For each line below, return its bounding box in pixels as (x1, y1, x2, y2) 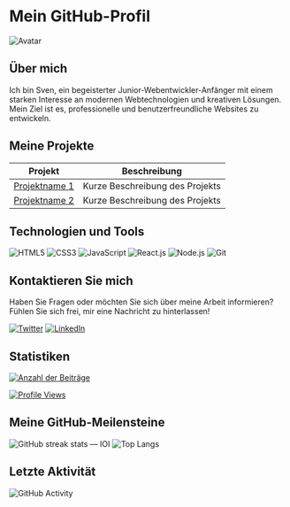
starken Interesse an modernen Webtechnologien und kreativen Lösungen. (9, 94, 282, 104)
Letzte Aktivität (9, 465, 96, 480)
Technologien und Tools (9, 224, 145, 239)
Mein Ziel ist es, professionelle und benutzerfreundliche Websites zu (9, 104, 259, 114)
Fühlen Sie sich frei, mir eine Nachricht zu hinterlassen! (9, 306, 210, 317)
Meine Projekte (9, 139, 95, 154)
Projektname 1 (13, 180, 75, 192)
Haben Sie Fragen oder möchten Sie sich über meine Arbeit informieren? (9, 296, 274, 307)
